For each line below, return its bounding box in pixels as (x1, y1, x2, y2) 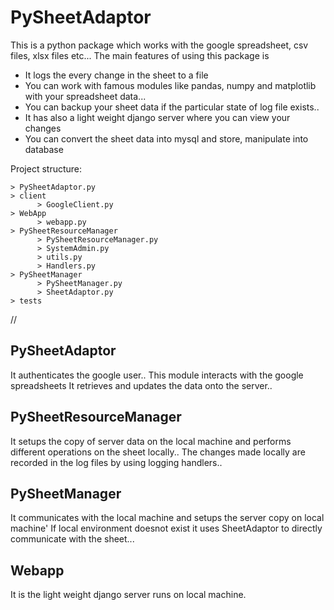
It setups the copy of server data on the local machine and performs (10, 435, 292, 447)
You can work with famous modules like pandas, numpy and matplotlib (24, 79, 317, 91)
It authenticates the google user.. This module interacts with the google (10, 369, 304, 381)
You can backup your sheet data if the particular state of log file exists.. (24, 101, 320, 113)
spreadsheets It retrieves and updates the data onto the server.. (10, 379, 273, 391)
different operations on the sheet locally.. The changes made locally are (10, 446, 306, 458)
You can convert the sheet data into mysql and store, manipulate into (24, 132, 309, 145)
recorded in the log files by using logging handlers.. (10, 456, 223, 468)
